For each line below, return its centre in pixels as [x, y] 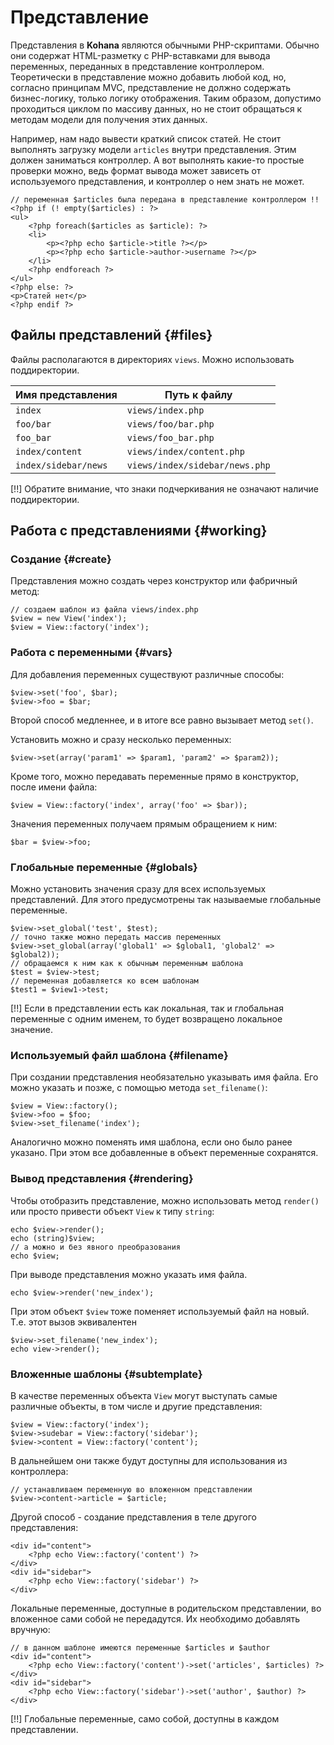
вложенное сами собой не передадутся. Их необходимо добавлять [155, 1618]
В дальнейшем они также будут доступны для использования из [149, 1460]
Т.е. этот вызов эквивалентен [73, 1322]
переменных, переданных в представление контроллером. [137, 66]
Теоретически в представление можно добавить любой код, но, [148, 77]
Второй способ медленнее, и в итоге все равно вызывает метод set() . [162, 720]
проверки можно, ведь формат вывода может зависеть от [136, 170]
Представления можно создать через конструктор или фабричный [154, 581]
